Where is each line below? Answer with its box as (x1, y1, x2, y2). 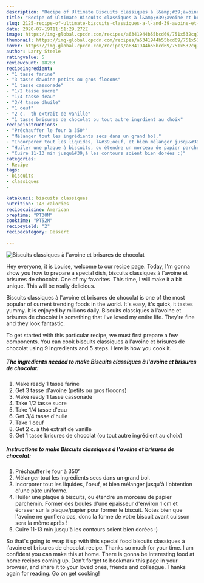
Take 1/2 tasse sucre (15, 399, 67, 407)
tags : (6, 167, 20, 173)
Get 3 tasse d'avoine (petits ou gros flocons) (15, 387, 127, 394)
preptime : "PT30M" (6, 212, 53, 218)
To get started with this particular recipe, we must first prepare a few (6, 331, 178, 339)
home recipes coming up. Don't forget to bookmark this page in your (6, 557, 178, 564)
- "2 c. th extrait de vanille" (6, 111, 91, 117)
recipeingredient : (6, 65, 53, 72)
